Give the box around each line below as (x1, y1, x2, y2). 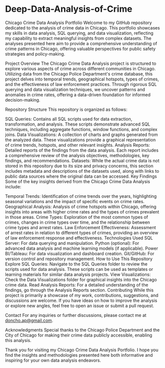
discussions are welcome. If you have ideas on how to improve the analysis (5, 297, 158, 303)
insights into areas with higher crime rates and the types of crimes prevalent (5, 209, 160, 214)
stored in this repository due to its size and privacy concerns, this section (5, 163, 154, 169)
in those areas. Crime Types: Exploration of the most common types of (5, 214, 148, 220)
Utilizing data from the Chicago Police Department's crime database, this (5, 71, 153, 77)
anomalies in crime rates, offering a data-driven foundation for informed (5, 92, 151, 98)
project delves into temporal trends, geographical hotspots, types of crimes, (5, 76, 159, 82)
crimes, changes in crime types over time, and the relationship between (5, 219, 150, 225)
